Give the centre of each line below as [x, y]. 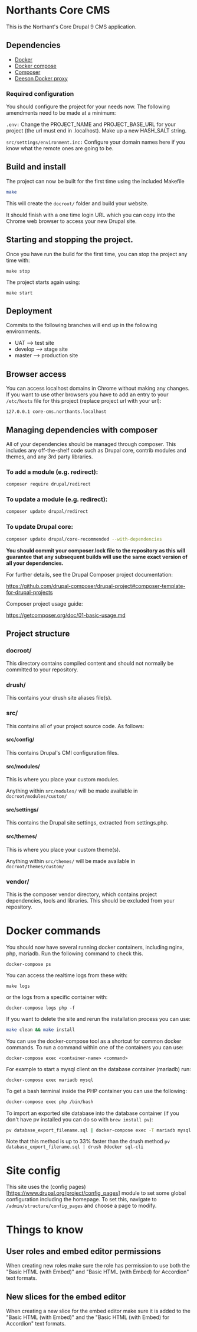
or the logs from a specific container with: [57, 997]
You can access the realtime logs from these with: [67, 975]
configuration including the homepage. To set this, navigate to [82, 1200]
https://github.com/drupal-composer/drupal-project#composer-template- [96, 586]
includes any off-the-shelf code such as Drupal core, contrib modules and [96, 450]
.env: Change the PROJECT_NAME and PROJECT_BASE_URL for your [91, 124]
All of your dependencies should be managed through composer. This [91, 444]
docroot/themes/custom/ [35, 867]
